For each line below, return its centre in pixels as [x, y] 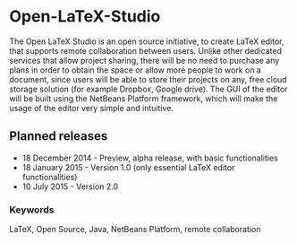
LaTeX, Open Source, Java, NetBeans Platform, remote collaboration [135, 230]
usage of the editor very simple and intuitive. [92, 108]
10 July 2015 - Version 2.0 [70, 187]
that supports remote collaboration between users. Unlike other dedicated [145, 50]
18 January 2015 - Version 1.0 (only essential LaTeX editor [128, 167]
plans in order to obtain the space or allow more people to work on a [135, 70]
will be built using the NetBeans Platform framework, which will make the [144, 98]
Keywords [32, 210]
